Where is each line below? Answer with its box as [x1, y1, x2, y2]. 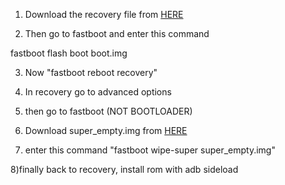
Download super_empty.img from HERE [24, 125, 188, 136]
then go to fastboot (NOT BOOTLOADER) [24, 105, 193, 117]
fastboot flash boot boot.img [10, 47, 128, 59]
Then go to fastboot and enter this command [24, 28, 210, 39]
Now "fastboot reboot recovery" [24, 67, 158, 78]
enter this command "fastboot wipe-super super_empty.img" [24, 144, 276, 156]
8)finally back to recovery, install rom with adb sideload [10, 164, 239, 175]
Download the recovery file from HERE [24, 9, 184, 20]
